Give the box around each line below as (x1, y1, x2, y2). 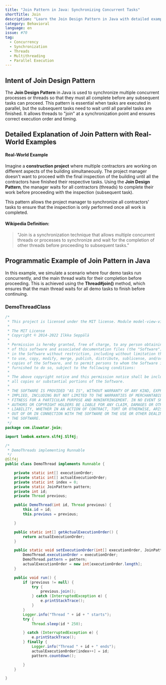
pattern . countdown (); (31, 653, 77, 658)
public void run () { (14, 575, 56, 580)
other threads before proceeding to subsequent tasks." (17, 242, 129, 248)
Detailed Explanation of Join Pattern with (5, 130, 133, 139)
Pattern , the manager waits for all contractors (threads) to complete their (5, 184, 154, 190)
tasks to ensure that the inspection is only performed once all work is (5, 204, 146, 210)
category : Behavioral (5, 21, 50, 26)
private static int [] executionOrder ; (14, 471, 94, 476)
